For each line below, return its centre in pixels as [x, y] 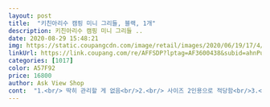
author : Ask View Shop [46, 83]
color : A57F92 [32, 68]
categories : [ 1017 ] [41, 61]
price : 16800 [30, 76]
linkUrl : [23, 53]
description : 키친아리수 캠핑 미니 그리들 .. [76, 31]
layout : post [30, 16]
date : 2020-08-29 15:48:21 [53, 38]
